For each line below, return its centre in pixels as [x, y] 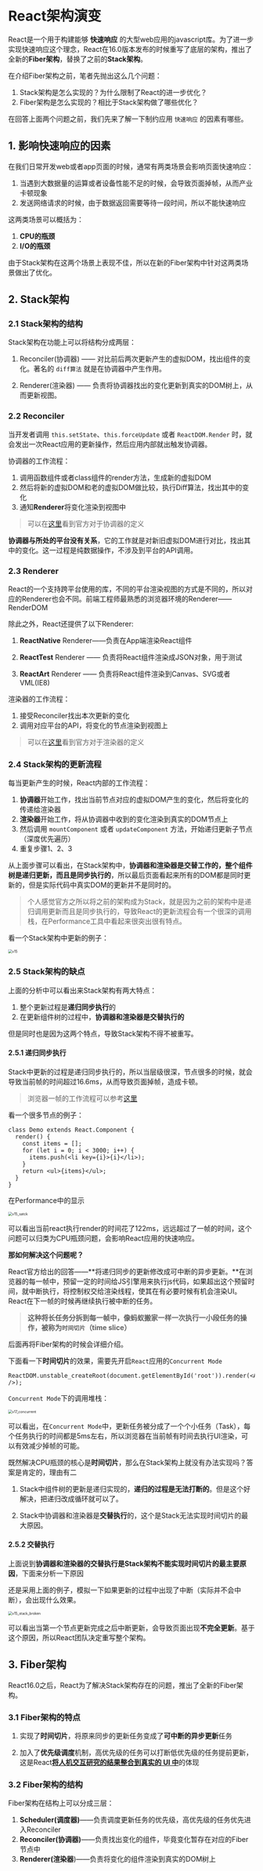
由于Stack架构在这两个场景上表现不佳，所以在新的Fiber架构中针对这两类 [125, 262]
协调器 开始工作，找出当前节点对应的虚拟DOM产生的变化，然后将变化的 [134, 800]
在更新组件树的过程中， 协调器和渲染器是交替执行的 [102, 1017]
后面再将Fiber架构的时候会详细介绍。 [68, 1344]
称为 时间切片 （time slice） [90, 1327]
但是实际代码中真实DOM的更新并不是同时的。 [102, 885]
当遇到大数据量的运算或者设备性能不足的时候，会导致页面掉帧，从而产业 [136, 183]
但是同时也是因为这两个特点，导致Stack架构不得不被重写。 [103, 1033]
